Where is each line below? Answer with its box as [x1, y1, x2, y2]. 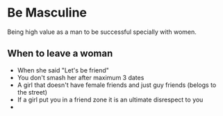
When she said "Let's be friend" [17, 66, 110, 74]
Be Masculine [7, 5, 88, 21]
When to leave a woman [7, 48, 113, 59]
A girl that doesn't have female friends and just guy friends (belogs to [17, 81, 217, 89]
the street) [17, 88, 47, 96]
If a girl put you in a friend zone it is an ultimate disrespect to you [17, 95, 204, 104]
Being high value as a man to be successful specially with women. [7, 28, 197, 36]
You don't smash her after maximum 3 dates [17, 73, 144, 81]
